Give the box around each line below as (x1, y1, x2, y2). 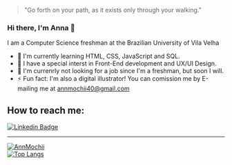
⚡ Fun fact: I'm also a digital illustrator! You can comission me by (17, 75, 201, 83)
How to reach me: (7, 104, 85, 116)
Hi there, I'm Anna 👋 (7, 23, 75, 32)
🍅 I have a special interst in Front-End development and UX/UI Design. (17, 59, 217, 68)
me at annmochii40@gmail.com (39, 84, 130, 93)
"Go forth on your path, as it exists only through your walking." (23, 6, 202, 14)
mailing (17, 84, 38, 93)
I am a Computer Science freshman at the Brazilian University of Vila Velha (7, 39, 220, 47)
